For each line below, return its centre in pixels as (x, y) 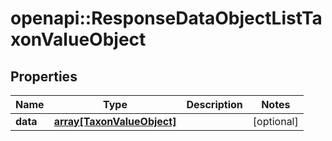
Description (214, 104)
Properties (44, 76)
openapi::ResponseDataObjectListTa (166, 18)
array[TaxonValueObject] (115, 121)
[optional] (275, 121)
